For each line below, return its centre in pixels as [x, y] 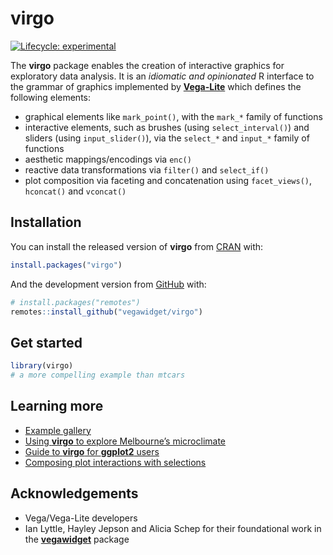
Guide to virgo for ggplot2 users [92, 451]
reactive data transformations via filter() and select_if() [147, 169]
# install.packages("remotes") [75, 302]
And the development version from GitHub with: [108, 284]
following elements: [51, 97]
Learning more [57, 406]
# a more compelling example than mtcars [98, 375]
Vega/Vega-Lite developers [81, 518]
